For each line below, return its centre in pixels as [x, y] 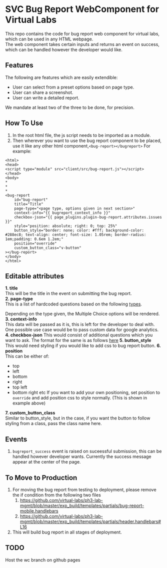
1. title [11, 288]
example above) [29, 403]
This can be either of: [27, 356]
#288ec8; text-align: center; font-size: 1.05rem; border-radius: [76, 234]
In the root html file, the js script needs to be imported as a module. [81, 135]
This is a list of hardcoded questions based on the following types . [74, 304]
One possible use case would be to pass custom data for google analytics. [82, 330]
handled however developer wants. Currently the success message [82, 456]
